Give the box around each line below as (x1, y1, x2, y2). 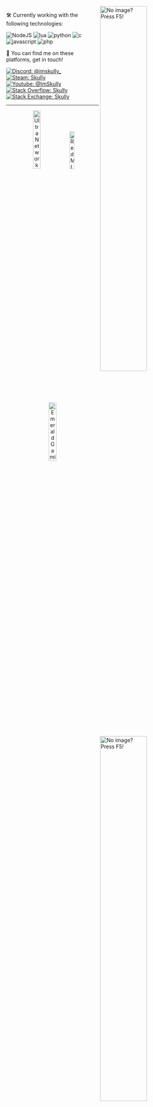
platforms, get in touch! (6, 56, 64, 63)
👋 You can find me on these (6, 50, 74, 56)
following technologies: (6, 20, 64, 27)
